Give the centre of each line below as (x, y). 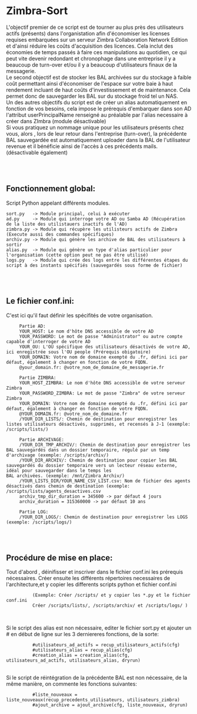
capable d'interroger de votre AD (49, 341)
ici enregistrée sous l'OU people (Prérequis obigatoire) (79, 352)
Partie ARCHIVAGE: (42, 440)
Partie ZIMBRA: (38, 378)
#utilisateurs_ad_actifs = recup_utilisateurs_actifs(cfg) (106, 645)
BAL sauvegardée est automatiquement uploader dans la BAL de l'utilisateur (98, 140)
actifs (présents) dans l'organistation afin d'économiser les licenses (88, 33)
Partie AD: (32, 326)
